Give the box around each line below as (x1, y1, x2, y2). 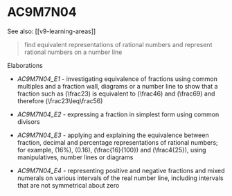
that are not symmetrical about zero (17, 181, 120, 189)
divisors (17, 117, 40, 125)
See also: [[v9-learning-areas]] (7, 27, 96, 35)
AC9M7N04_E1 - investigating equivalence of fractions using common (17, 74, 218, 83)
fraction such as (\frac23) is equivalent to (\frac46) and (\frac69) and (17, 89, 215, 98)
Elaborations (7, 61, 43, 69)
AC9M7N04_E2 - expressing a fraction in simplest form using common (17, 110, 220, 118)
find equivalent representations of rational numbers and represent (24, 40, 213, 48)
